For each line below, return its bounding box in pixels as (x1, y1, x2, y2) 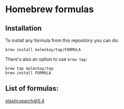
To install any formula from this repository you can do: (5, 37, 119, 43)
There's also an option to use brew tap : (5, 56, 88, 62)
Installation (5, 24, 42, 33)
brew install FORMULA (5, 70, 52, 75)
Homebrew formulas (5, 4, 94, 15)
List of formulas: (5, 84, 59, 93)
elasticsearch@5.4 (5, 98, 45, 104)
